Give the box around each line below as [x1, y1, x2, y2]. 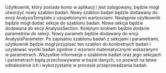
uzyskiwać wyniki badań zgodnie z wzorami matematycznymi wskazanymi [5, 47, 158, 52]
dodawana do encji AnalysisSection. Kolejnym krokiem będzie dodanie [5, 25, 150, 31]
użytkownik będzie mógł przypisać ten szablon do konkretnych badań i [5, 41, 151, 47]
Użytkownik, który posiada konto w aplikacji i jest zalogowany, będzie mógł [5, 4, 160, 10]
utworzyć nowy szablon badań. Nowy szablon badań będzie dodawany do [5, 9, 158, 15]
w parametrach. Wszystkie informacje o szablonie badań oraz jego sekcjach [5, 52, 162, 58]
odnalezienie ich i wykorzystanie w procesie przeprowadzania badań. [5, 62, 148, 68]
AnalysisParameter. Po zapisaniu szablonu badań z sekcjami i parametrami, [5, 36, 160, 42]
